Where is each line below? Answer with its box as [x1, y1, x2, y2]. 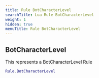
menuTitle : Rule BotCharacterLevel [5, 27, 81, 32]
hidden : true [5, 21, 33, 27]
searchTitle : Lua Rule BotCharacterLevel [5, 12, 94, 17]
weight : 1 [5, 17, 26, 22]
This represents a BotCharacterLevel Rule [5, 59, 92, 65]
